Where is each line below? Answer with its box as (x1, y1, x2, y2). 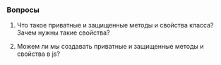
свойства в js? (16, 49, 61, 58)
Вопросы (6, 5, 40, 15)
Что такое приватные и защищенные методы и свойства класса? (16, 21, 214, 30)
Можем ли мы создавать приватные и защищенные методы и (16, 42, 204, 51)
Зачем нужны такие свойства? (16, 28, 110, 37)
